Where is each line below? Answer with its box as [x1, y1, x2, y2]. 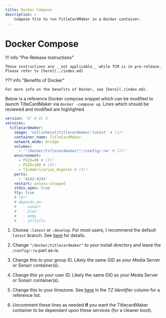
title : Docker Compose [5, 7, 52, 12]
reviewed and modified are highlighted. [5, 106, 86, 112]
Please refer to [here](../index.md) [5, 68, 84, 74]
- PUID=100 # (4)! [18, 163, 57, 168]
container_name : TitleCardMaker [14, 134, 81, 140]
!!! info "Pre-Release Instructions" [5, 54, 74, 60]
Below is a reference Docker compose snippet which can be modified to [5, 96, 154, 102]
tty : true [14, 190, 35, 195]
